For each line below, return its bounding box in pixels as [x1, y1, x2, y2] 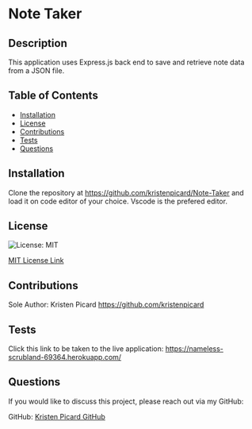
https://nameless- [165, 344, 224, 354]
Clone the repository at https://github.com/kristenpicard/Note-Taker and [8, 187, 244, 197]
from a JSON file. [8, 66, 65, 75]
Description [8, 37, 67, 50]
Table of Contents [8, 89, 99, 102]
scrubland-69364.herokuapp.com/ [8, 353, 121, 362]
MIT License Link [8, 256, 64, 265]
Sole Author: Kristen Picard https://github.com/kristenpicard [8, 300, 204, 310]
